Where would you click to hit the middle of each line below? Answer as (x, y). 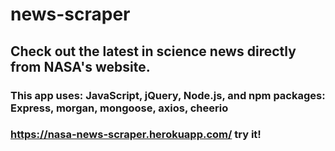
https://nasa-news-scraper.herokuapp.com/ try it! (136, 135)
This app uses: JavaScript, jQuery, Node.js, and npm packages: (168, 95)
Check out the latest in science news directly (153, 51)
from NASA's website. (80, 66)
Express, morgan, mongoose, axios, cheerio (119, 108)
